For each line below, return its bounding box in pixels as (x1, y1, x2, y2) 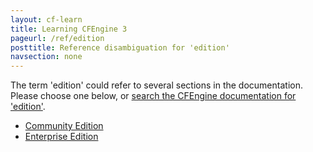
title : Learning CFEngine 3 (10, 24, 128, 34)
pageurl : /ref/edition (10, 33, 105, 43)
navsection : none (10, 52, 83, 62)
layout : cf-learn (10, 14, 83, 25)
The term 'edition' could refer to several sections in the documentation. (10, 79, 303, 91)
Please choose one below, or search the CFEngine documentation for (10, 90, 297, 102)
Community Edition (24, 120, 104, 132)
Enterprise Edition (24, 131, 99, 143)
